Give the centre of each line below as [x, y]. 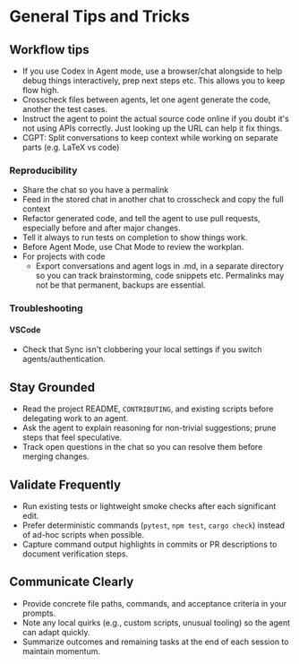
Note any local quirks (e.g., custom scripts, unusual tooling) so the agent [156, 622]
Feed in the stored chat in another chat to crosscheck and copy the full [153, 200]
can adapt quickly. [56, 632]
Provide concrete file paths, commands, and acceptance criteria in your [154, 603]
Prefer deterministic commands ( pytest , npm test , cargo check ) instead [153, 525]
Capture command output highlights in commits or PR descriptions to [149, 545]
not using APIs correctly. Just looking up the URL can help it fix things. [152, 128]
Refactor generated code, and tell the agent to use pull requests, [141, 219]
